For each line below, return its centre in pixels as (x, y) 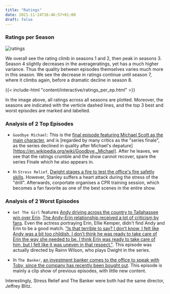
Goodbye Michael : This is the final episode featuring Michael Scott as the (88, 135)
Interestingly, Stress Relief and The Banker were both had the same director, (85, 281)
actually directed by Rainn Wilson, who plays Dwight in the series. (81, 250)
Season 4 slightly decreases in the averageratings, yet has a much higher (82, 64)
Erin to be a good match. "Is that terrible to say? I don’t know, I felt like (86, 229)
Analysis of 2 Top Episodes (39, 124)
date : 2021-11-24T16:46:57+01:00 (41, 15)
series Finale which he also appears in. (53, 162)
